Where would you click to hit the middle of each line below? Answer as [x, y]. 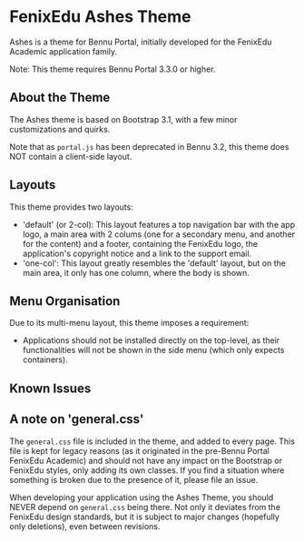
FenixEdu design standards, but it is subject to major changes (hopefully [144, 516]
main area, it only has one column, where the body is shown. [136, 272]
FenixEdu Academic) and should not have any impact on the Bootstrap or [146, 460]
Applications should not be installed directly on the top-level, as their [151, 340]
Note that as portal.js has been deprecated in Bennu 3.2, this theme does [149, 146]
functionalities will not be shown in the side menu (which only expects [153, 350]
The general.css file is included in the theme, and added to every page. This [152, 441]
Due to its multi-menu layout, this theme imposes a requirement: [129, 323]
